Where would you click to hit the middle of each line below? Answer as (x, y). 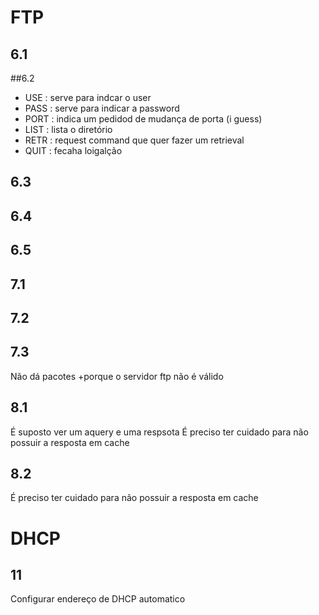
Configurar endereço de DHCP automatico (98, 599)
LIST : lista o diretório (68, 129)
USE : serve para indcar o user (88, 97)
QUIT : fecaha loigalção (73, 150)
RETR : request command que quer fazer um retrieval (134, 140)
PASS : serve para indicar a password (102, 108)
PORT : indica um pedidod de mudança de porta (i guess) (143, 119)
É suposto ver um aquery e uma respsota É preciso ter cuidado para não (159, 432)
